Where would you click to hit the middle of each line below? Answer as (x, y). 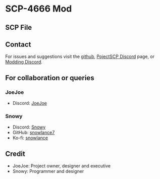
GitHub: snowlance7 (34, 133)
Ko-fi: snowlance (30, 138)
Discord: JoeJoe (30, 103)
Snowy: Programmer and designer (48, 171)
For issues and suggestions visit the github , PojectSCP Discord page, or (80, 56)
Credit (15, 154)
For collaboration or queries (50, 78)
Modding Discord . (24, 62)
